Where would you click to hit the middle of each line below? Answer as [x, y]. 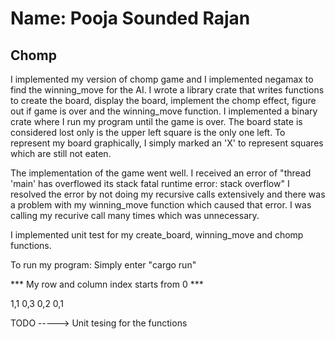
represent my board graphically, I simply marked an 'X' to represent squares [167, 143]
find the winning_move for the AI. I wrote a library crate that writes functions [167, 90]
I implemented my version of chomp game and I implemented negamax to [162, 79]
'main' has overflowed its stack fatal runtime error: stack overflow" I [150, 183]
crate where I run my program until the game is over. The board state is [156, 121]
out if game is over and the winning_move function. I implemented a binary [164, 111]
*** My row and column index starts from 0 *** [107, 284]
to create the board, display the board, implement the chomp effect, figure [163, 100]
